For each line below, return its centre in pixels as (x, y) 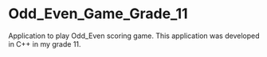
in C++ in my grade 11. (45, 44)
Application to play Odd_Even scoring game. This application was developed (134, 36)
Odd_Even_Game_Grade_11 (98, 14)
